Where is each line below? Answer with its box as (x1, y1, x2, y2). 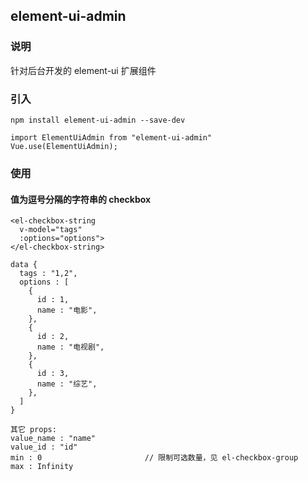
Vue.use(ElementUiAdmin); (10, 141, 118, 151)
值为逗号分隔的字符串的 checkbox (10, 193, 152, 205)
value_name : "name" (10, 434, 97, 444)
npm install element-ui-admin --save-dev (10, 115, 186, 125)
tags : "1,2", (19, 269, 78, 279)
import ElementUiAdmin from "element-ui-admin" (10, 132, 213, 143)
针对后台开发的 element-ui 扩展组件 (10, 64, 157, 76)
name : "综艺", (36, 379, 98, 389)
